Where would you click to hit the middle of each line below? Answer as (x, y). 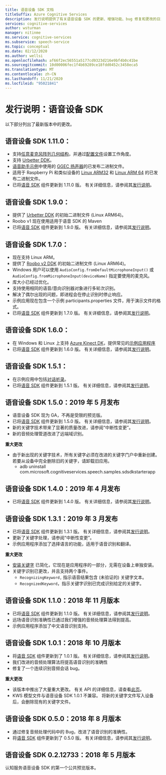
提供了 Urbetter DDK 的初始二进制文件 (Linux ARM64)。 (69, 215)
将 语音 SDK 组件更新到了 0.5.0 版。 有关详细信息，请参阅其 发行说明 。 (83, 738)
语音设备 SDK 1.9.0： (38, 202)
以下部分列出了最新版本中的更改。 (40, 124)
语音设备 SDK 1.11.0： (38, 141)
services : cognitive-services (36, 24)
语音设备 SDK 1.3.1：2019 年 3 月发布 (62, 519)
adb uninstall (33, 466)
